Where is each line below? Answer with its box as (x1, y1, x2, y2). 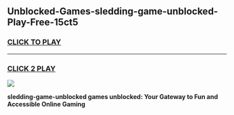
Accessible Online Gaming (7, 100, 86, 108)
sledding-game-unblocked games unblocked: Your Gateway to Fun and (7, 92, 218, 100)
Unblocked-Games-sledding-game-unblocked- (7, 6, 218, 17)
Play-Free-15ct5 (7, 17, 79, 29)
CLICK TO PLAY (7, 38, 61, 47)
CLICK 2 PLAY (7, 63, 56, 73)
